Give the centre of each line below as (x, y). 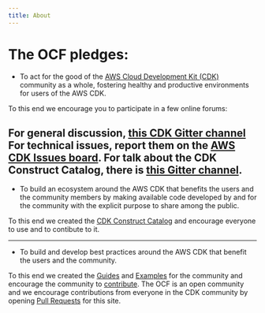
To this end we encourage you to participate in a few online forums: (118, 108)
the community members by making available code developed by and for (138, 197)
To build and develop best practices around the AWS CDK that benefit (133, 252)
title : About (30, 15)
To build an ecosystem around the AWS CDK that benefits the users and (136, 189)
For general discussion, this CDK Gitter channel (127, 133)
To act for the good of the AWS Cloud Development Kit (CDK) (119, 76)
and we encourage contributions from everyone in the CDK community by (128, 293)
